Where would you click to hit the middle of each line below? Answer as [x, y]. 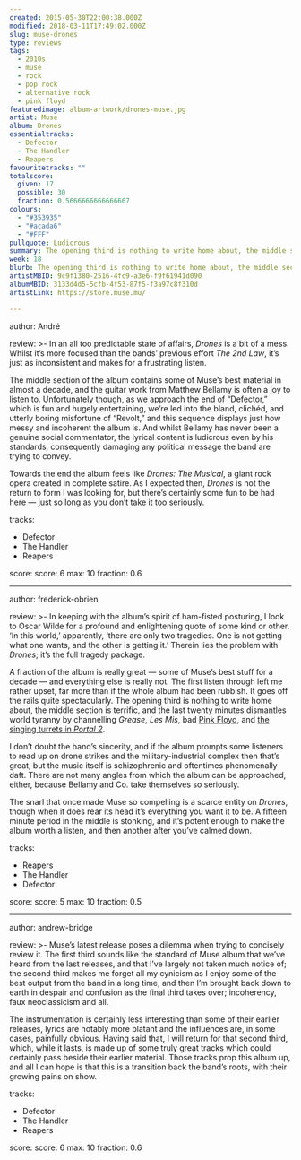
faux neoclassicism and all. [59, 1001]
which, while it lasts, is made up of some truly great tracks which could [140, 1047]
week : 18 [26, 260]
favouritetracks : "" [48, 168]
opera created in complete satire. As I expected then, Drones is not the [140, 483]
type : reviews [36, 43]
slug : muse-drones [43, 34]
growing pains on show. [53, 1076]
